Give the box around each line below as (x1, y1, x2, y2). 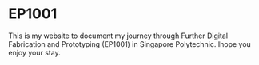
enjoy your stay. (8, 48, 62, 57)
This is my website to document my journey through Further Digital (8, 31, 229, 40)
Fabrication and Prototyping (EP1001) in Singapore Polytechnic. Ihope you (8, 39, 252, 48)
